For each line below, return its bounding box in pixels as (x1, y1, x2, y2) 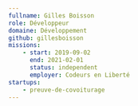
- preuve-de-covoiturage (22, 85, 105, 94)
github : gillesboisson (8, 33, 84, 42)
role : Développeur (8, 19, 69, 27)
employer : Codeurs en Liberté (29, 71, 130, 79)
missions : (8, 41, 41, 49)
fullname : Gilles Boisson (8, 11, 94, 20)
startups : (8, 78, 41, 86)
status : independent (29, 64, 98, 72)
